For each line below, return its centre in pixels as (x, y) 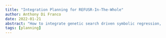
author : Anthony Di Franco (33, 14)
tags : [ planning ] (23, 28)
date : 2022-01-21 (23, 19)
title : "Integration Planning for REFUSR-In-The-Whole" (64, 10)
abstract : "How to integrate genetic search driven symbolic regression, (83, 23)
